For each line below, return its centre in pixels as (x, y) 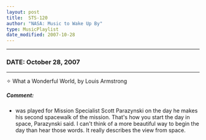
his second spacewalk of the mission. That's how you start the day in (102, 117)
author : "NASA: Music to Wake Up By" (55, 23)
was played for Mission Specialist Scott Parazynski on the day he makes (106, 111)
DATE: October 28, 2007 (43, 62)
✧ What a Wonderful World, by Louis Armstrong (67, 81)
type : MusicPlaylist (33, 29)
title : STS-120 (27, 18)
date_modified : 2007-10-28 (41, 35)
